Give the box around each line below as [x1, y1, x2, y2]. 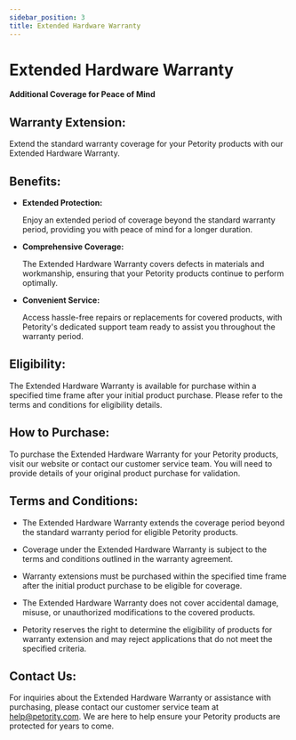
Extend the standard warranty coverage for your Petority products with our [9, 139, 284, 150]
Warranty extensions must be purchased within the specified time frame [21, 571, 287, 581]
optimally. [21, 278, 58, 289]
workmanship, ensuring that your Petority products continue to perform [21, 268, 284, 279]
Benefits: [9, 174, 61, 189]
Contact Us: [9, 669, 77, 684]
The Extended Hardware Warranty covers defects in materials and [21, 259, 265, 270]
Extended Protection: [21, 198, 103, 208]
